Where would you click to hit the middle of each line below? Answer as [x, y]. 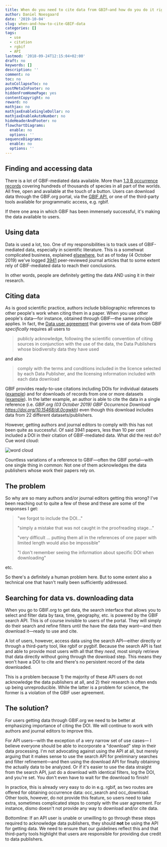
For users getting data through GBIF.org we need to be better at [70, 720]
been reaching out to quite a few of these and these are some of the [75, 503]
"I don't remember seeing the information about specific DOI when [85, 553]
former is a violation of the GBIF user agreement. [55, 692]
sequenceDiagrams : [24, 139]
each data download [38, 379]
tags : [11, 33]
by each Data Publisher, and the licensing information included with [86, 374]
